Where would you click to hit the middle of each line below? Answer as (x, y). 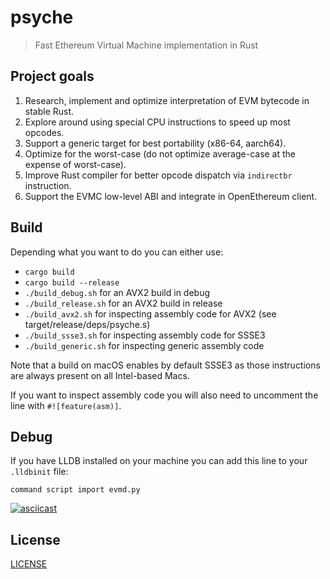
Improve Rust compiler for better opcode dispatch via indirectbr (158, 175)
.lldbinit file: (39, 472)
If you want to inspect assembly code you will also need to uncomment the (164, 395)
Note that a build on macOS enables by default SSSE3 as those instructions (165, 365)
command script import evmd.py (75, 490)
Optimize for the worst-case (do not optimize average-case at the (160, 153)
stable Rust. (49, 111)
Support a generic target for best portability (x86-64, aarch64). (155, 143)
